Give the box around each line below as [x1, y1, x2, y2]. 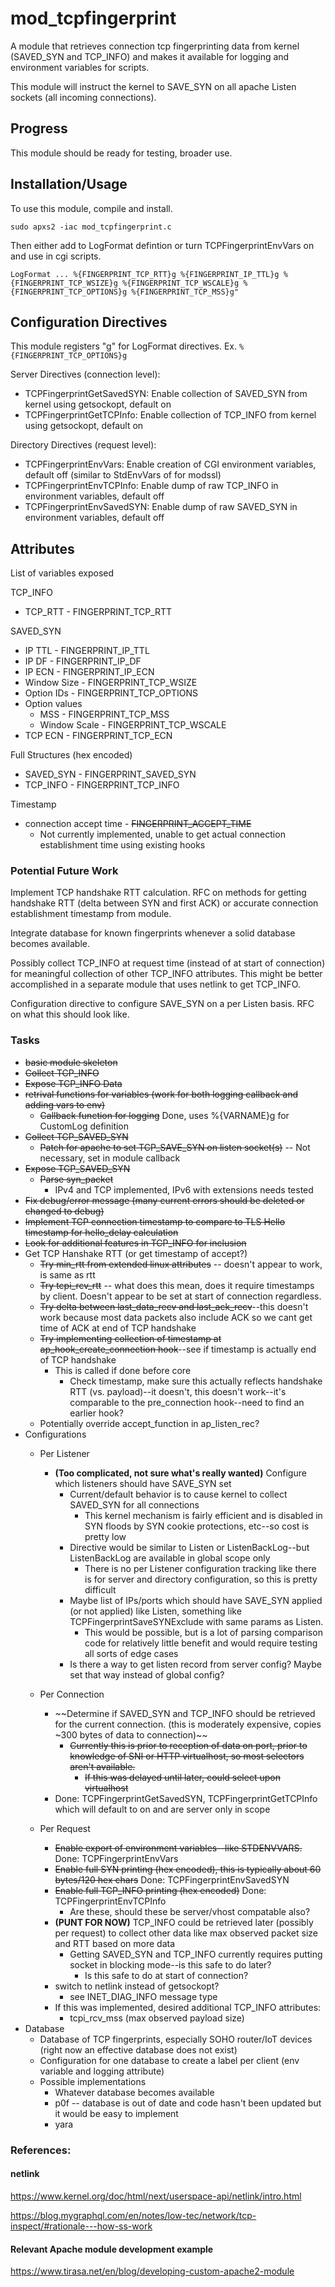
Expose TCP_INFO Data [24, 1077, 123, 1089]
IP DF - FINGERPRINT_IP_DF [24, 655, 142, 667]
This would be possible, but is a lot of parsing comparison [84, 1626, 323, 1638]
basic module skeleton [24, 1056, 118, 1068]
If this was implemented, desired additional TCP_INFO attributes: [54, 2001, 322, 2013]
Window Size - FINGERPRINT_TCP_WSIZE [24, 677, 198, 689]
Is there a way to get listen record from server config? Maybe [69, 1658, 323, 1670]
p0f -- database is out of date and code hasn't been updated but [54, 2097, 322, 2109]
